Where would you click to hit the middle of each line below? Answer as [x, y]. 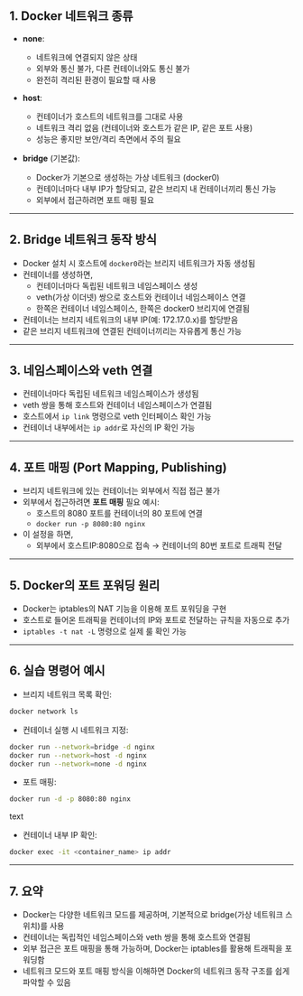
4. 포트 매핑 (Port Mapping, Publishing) [118, 467]
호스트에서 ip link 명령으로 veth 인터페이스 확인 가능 [117, 416]
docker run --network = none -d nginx [78, 764]
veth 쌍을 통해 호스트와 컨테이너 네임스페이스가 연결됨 [117, 405]
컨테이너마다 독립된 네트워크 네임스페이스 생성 [117, 285]
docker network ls [44, 712]
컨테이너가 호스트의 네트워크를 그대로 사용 [110, 116]
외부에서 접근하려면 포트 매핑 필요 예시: [91, 502]
